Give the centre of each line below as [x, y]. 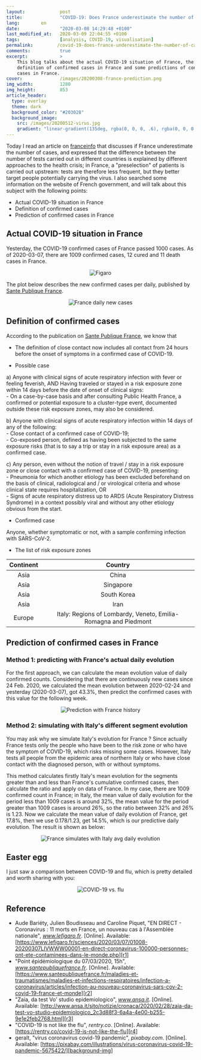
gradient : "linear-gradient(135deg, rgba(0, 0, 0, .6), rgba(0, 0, [103, 129]
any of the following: [31, 427]
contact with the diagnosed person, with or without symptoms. [83, 764]
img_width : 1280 [38, 85]
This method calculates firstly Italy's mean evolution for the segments [92, 775]
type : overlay [29, 101]
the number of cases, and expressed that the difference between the [91, 152]
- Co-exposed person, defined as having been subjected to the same [91, 439]
